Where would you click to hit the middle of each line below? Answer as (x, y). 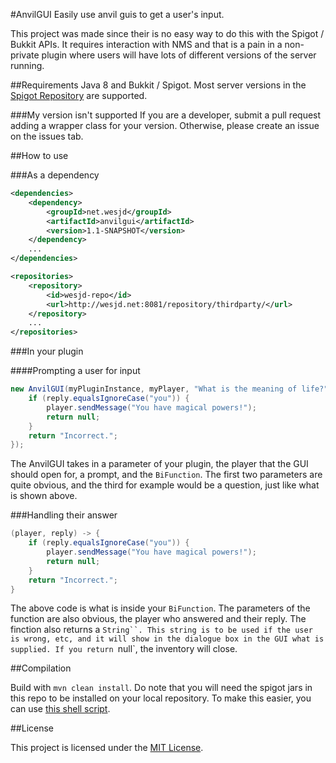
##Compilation (41, 668)
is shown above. (44, 496)
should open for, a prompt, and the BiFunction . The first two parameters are (166, 475)
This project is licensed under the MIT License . (107, 748)
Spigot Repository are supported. (79, 95)
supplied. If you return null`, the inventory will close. (124, 649)
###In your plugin (47, 351)
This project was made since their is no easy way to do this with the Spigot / (167, 33)
